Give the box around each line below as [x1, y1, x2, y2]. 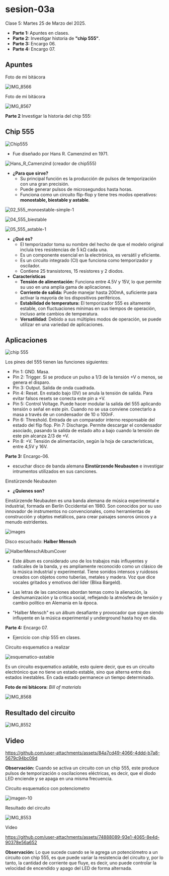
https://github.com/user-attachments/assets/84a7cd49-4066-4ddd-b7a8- [5, 750, 160, 756]
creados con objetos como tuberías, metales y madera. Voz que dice [12, 574, 155, 580]
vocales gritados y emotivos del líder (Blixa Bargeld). [12, 580, 122, 586]
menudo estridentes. [5, 519, 48, 525]
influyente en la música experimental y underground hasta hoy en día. [12, 615, 157, 621]
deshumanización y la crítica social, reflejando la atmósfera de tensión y [12, 595, 162, 601]
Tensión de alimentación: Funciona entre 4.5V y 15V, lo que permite [20, 278, 162, 285]
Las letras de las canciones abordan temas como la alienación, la [12, 589, 147, 595]
